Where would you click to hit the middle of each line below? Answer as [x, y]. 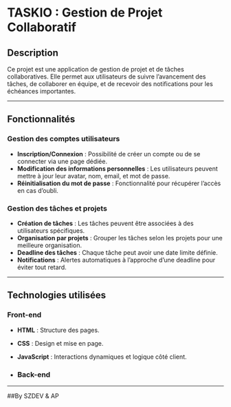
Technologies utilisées [57, 295]
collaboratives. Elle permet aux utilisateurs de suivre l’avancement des [107, 76]
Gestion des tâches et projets [57, 208]
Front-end [24, 315]
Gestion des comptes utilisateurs [64, 139]
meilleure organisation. [49, 245]
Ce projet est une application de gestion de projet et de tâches [96, 69]
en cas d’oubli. [37, 190]
